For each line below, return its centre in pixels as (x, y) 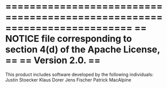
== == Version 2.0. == (53, 60)
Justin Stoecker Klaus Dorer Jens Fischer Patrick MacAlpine (68, 80)
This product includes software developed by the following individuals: (79, 74)
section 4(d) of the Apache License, (83, 50)
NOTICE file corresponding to (69, 39)
